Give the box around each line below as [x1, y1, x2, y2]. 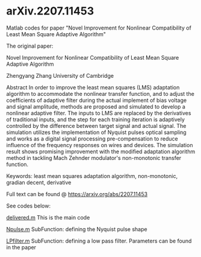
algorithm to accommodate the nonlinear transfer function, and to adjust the [6, 90, 194, 97]
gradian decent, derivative [6, 179, 72, 186]
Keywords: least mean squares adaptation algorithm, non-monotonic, [6, 172, 178, 179]
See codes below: [6, 202, 51, 209]
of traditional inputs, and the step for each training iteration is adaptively [6, 116, 185, 123]
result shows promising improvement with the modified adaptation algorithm [6, 148, 196, 155]
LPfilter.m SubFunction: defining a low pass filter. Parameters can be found [6, 237, 192, 244]
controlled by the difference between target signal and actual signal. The [6, 122, 187, 129]
